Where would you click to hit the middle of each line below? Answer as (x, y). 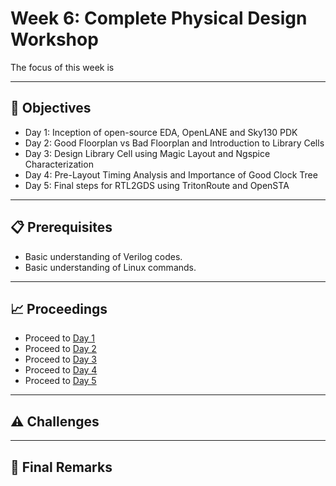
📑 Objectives (51, 108)
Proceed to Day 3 (60, 359)
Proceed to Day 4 (61, 370)
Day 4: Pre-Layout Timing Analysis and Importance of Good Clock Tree (171, 174)
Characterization (59, 164)
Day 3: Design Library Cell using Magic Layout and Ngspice (147, 153)
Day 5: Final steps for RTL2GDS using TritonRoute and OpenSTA (157, 185)
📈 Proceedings (59, 308)
